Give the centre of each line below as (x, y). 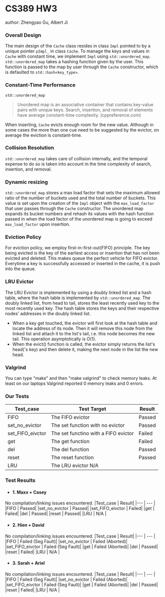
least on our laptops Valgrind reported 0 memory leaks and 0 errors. (75, 383)
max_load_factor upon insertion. (38, 224)
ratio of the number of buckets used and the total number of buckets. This (81, 198)
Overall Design (23, 35)
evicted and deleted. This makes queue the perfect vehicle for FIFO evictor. (82, 258)
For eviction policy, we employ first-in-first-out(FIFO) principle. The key (78, 248)
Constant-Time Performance (40, 85)
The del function (70, 450)
